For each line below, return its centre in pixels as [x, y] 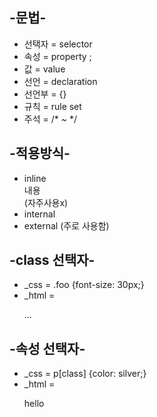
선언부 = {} [45, 94]
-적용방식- [40, 153]
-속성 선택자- [47, 348]
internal [39, 214]
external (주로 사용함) [66, 225]
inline [35, 178]
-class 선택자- [52, 260]
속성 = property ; [57, 56]
